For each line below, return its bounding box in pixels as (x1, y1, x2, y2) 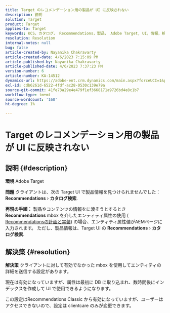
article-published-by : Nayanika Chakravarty (5, 59, 101, 64)
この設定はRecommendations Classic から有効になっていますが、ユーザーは (5, 296, 163, 302)
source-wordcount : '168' (5, 97, 58, 102)
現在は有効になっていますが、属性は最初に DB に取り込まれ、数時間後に (5, 279, 156, 285)
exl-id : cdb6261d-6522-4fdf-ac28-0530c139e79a (5, 83, 105, 88)
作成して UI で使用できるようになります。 (27, 285, 114, 291)
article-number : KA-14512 (5, 73, 60, 79)
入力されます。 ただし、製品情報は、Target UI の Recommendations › (5, 225, 151, 231)
